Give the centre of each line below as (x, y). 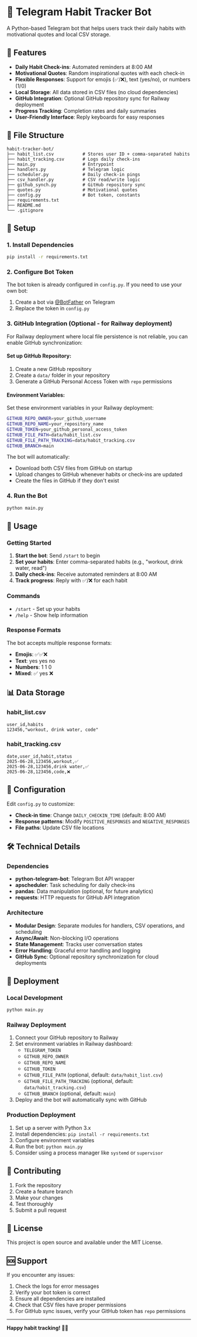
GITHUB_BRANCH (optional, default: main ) (70, 1094)
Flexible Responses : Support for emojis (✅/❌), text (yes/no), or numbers (103, 79)
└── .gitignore (25, 210)
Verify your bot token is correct (53, 1293)
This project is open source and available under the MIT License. (85, 1242)
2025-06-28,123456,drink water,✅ (48, 767)
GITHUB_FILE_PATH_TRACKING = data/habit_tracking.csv (71, 440)
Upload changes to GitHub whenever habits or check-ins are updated (99, 475)
